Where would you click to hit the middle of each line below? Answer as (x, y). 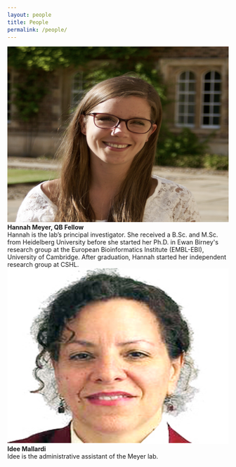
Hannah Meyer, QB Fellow (46, 228)
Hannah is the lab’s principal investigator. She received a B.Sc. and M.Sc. (113, 235)
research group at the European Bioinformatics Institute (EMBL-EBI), (106, 250)
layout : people (29, 15)
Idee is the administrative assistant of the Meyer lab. (83, 456)
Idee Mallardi (27, 449)
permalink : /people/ (38, 29)
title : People (28, 22)
